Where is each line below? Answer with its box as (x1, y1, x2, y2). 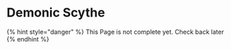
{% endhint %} (6, 35, 50, 43)
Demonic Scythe (6, 5, 105, 21)
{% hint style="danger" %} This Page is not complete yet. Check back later (6, 28, 224, 36)
